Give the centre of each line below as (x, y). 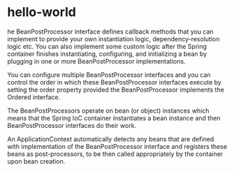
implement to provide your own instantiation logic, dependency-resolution (114, 38)
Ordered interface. (34, 97)
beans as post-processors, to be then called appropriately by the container (115, 154)
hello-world (42, 12)
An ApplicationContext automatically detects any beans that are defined (111, 139)
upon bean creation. (36, 161)
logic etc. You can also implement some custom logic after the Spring (107, 46)
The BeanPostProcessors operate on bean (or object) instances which (108, 110)
